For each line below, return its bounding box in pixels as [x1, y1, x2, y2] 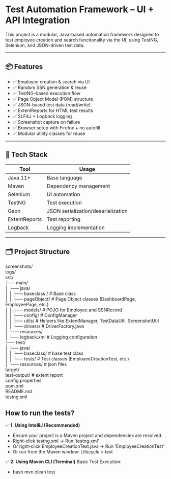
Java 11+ [8, 174, 31, 181]
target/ [5, 367, 19, 373]
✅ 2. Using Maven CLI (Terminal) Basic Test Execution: [5, 459, 122, 465]
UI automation [46, 191, 80, 198]
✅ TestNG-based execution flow [12, 90, 81, 96]
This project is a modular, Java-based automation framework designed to [5, 31, 159, 37]
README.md [5, 389, 32, 395]
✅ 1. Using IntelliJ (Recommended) [5, 422, 80, 428]
